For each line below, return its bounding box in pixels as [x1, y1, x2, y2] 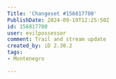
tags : [7, 49, 23, 56]
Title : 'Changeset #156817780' [7, 10, 97, 17]
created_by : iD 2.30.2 [7, 42, 72, 49]
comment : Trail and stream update [7, 36, 107, 43]
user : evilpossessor [7, 29, 67, 37]
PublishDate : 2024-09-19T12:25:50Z [7, 17, 110, 24]
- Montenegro [7, 55, 45, 62]
